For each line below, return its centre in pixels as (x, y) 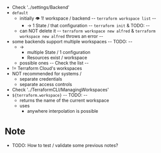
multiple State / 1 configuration (59, 52)
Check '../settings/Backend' (41, 7)
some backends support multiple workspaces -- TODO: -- (72, 42)
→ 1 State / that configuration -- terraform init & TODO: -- (89, 25)
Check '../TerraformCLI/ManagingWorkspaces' (60, 90)
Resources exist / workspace (57, 58)
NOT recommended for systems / (47, 73)
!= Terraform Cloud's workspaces (47, 68)
